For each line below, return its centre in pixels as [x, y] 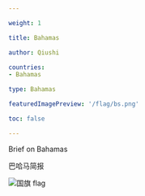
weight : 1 [25, 23]
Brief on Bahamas [38, 149]
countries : [27, 67]
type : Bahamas [32, 89]
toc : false [27, 119]
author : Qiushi [34, 52]
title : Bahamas [34, 37]
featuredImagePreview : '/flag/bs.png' [74, 104]
